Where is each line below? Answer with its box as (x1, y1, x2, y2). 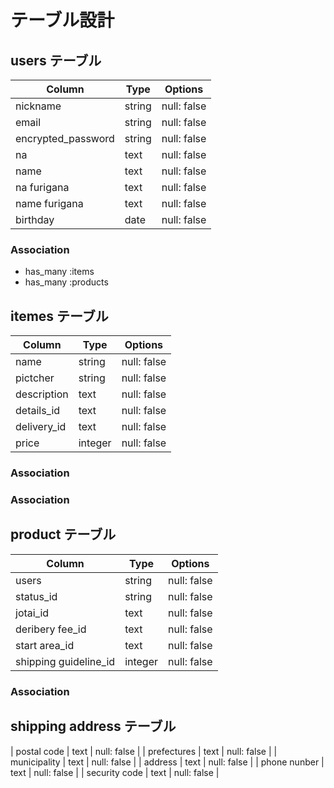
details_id (15, 404, 61, 418)
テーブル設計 (10, 9, 115, 32)
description (15, 387, 69, 401)
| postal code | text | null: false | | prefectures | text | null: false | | (10, 745, 278, 757)
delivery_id (15, 420, 67, 434)
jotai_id (15, 606, 50, 620)
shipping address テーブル (10, 718, 177, 735)
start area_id (15, 638, 75, 652)
